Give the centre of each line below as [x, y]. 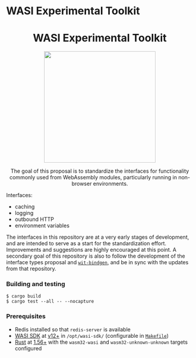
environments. [110, 184]
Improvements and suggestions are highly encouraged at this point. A [91, 250]
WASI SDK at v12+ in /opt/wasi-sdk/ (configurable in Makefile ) [92, 335]
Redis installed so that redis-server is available [72, 329]
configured [28, 348]
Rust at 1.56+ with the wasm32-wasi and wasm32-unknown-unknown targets [101, 342]
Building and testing [36, 284]
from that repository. [31, 269]
